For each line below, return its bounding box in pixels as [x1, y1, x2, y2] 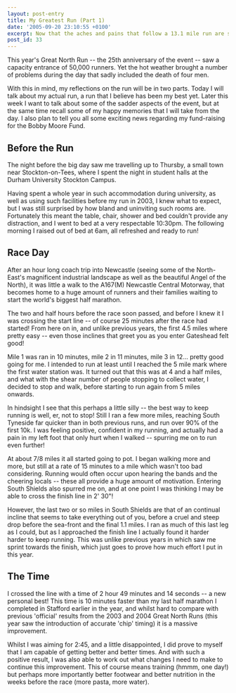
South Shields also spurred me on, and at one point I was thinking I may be [7, 484, 223, 493]
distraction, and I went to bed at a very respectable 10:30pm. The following [7, 219, 225, 227]
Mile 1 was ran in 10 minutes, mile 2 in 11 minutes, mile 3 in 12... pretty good [7, 352, 224, 361]
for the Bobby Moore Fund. [7, 122, 86, 130]
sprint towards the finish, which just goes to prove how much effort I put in [7, 543, 223, 551]
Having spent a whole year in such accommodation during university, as [7, 189, 216, 197]
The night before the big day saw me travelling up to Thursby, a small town [7, 160, 223, 169]
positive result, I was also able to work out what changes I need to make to [7, 655, 223, 663]
